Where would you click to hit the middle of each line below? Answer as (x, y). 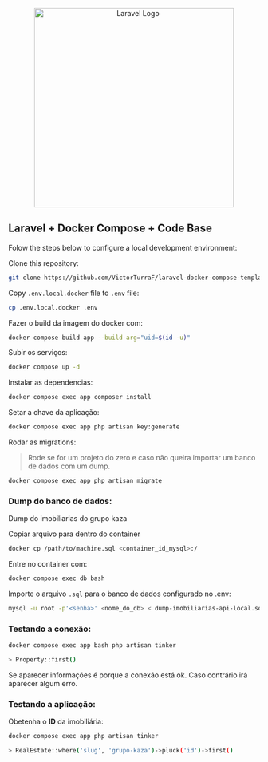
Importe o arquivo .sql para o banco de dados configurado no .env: (120, 594)
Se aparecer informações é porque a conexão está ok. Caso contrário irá (128, 675)
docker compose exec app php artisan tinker (83, 736)
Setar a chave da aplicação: (54, 413)
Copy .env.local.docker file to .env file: (74, 293)
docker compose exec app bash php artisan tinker (93, 646)
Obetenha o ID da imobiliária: (56, 721)
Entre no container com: (48, 564)
